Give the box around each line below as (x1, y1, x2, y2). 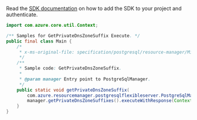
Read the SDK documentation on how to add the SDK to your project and (6, 5, 182, 12)
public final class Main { (6, 38, 72, 44)
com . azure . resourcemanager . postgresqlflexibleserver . (27, 93, 161, 98)
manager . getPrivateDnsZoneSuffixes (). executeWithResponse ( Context (27, 98, 193, 104)
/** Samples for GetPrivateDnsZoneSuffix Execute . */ (6, 33, 141, 38)
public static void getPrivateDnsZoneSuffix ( (16, 87, 130, 93)
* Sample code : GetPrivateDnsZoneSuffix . (19, 65, 122, 72)
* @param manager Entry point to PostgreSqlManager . (19, 76, 151, 82)
